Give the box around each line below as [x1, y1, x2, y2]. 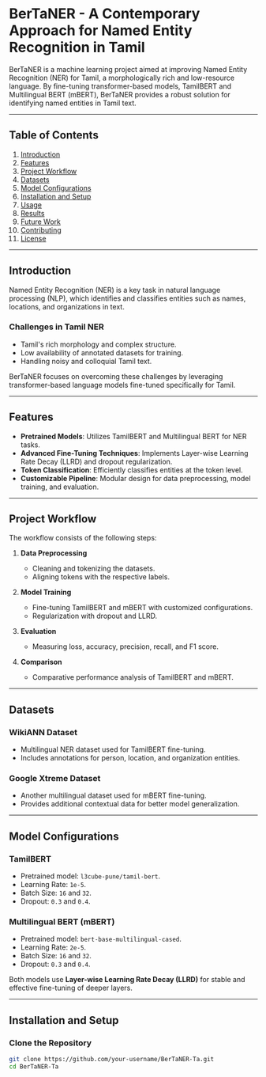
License [20, 233, 47, 243]
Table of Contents [9, 128, 99, 142]
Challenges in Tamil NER [9, 321, 105, 332]
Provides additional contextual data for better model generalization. [20, 799, 240, 809]
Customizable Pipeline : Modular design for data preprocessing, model [20, 473, 251, 483]
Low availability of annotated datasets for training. [20, 347, 184, 357]
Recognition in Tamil [9, 39, 145, 56]
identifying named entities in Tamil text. [9, 98, 137, 108]
